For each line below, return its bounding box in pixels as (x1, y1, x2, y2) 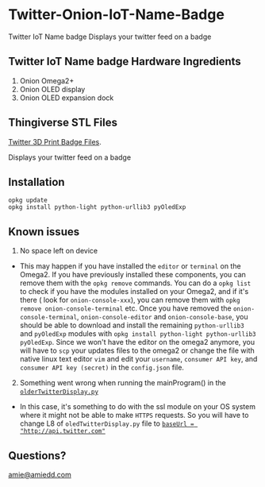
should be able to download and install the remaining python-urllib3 (19, 320, 244, 330)
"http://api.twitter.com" (19, 427, 106, 435)
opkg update (8, 196, 48, 204)
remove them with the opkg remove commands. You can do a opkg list (19, 278, 252, 288)
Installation (8, 175, 65, 188)
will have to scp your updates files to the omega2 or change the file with (19, 346, 255, 355)
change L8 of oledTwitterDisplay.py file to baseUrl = (19, 419, 194, 428)
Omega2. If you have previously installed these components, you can (19, 270, 246, 280)
